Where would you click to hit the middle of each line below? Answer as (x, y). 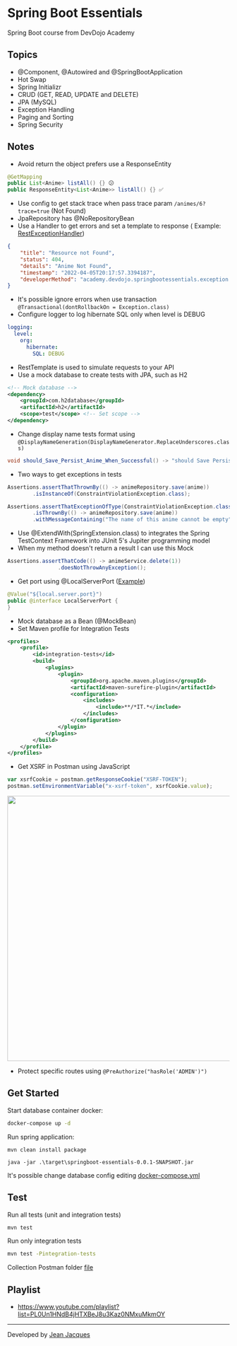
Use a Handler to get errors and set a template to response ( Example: (119, 226)
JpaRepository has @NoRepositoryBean (76, 219)
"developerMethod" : (49, 279)
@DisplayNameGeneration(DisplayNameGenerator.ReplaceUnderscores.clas (123, 442)
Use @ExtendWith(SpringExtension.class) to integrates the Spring (113, 533)
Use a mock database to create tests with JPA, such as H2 (103, 375)
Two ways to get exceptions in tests (69, 474)
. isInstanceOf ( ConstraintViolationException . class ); (112, 494)
